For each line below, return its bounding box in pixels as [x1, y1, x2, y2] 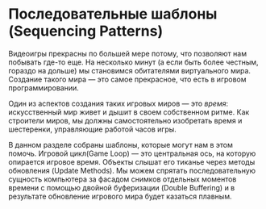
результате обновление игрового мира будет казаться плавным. [8, 191, 232, 201]
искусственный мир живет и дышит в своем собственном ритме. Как [8, 107, 250, 117]
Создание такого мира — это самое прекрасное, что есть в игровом [8, 74, 247, 84]
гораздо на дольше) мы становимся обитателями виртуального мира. [8, 65, 251, 75]
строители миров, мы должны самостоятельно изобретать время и [8, 115, 243, 125]
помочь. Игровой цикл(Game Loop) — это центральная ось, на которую [8, 148, 256, 158]
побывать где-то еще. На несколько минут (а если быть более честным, [8, 57, 260, 67]
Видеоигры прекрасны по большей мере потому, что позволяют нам [8, 48, 247, 58]
